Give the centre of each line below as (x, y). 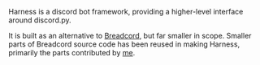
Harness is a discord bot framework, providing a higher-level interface (126, 12)
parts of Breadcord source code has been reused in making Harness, (124, 44)
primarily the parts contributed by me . (72, 53)
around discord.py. (40, 20)
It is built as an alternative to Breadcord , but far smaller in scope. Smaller (130, 36)
